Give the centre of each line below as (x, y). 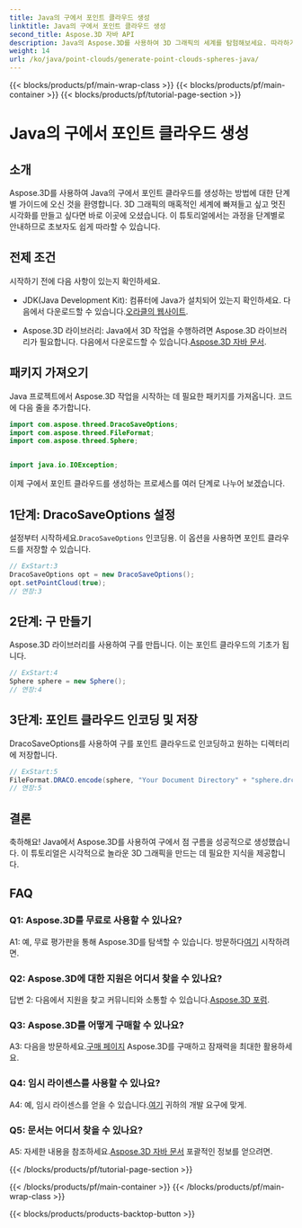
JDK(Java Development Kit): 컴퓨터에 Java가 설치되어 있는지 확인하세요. (151, 300)
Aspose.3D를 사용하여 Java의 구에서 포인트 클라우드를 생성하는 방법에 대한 (142, 193)
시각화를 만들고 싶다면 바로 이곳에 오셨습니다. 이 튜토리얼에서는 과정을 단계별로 (147, 215)
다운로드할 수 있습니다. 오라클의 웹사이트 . (117, 311)
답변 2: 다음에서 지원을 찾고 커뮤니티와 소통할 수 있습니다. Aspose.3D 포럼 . (139, 1000)
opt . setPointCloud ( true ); (58, 583)
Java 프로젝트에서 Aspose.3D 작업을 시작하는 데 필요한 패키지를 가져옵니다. (142, 396)
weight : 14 (30, 51)
